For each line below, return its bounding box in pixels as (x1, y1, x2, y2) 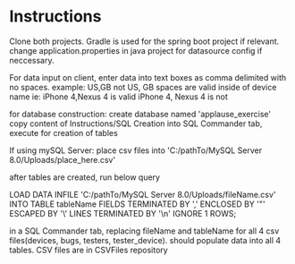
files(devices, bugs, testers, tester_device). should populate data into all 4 (9, 234, 282, 245)
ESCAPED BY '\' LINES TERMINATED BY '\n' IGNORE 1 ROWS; (9, 208, 237, 218)
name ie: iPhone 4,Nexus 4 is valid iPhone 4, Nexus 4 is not (9, 91, 228, 102)
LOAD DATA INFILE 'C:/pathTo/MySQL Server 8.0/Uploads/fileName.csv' (9, 189, 276, 200)
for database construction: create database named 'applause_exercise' (9, 108, 271, 119)
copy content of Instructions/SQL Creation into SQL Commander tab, (9, 118, 263, 129)
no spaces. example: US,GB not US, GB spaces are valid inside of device (9, 81, 277, 92)
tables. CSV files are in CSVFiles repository (9, 244, 168, 255)
